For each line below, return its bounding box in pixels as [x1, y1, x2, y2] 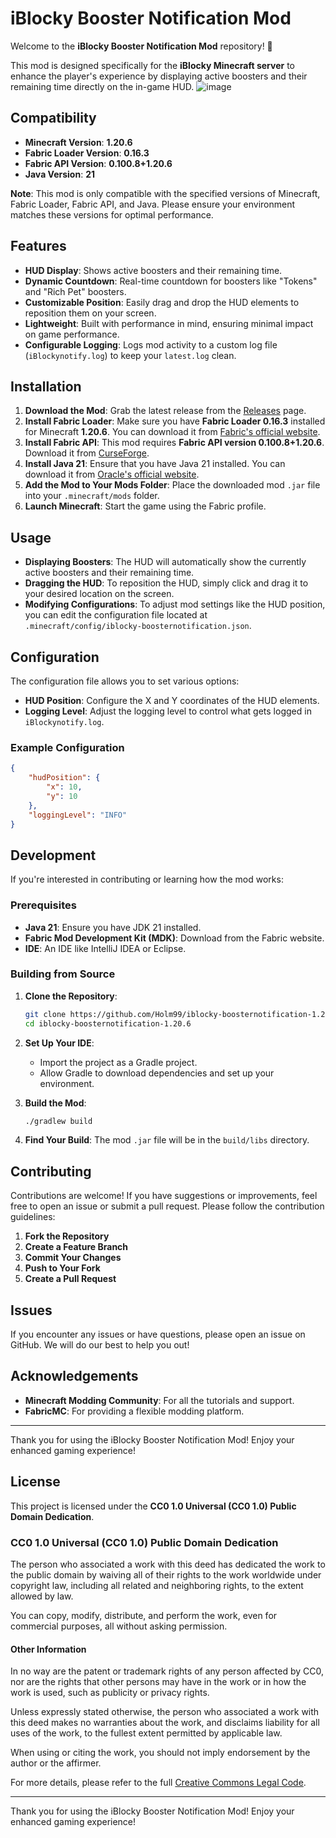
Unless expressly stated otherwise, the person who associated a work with [10, 1706, 320, 1718]
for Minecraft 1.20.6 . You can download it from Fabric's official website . [24, 426, 321, 438]
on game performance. [24, 328, 120, 340]
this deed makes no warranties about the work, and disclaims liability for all [10, 1717, 320, 1729]
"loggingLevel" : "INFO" [28, 810, 128, 820]
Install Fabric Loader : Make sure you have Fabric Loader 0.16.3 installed [24, 415, 326, 427]
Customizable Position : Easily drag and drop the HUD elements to [24, 296, 300, 308]
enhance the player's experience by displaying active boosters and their [10, 70, 308, 82]
